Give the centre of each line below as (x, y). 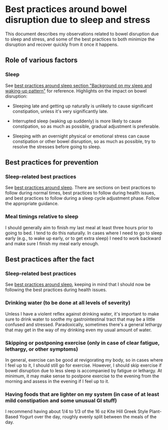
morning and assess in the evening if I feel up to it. (57, 381)
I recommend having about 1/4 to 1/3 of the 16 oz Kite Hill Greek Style (77, 411)
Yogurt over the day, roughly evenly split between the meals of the (88, 417)
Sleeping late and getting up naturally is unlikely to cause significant (83, 106)
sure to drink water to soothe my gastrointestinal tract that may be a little (80, 319)
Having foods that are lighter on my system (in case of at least (82, 394)
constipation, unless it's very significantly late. (60, 111)
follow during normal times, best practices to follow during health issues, (80, 193)
